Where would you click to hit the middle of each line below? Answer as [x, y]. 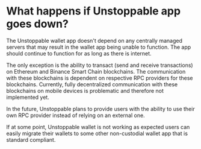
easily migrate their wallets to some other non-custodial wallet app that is [97, 133]
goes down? [38, 24]
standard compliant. [31, 139]
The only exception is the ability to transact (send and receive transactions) [100, 65]
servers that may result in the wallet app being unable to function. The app [99, 47]
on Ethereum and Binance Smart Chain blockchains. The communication [96, 71]
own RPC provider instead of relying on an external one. [76, 115]
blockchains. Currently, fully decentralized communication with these [92, 84]
